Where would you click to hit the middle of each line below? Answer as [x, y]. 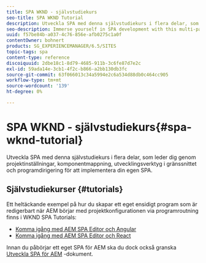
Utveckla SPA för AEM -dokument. [50, 254]
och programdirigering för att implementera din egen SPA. [80, 170]
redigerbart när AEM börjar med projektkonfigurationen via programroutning [103, 210]
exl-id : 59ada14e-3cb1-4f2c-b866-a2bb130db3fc [67, 69]
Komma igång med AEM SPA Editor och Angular [76, 229]
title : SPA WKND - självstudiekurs [52, 12]
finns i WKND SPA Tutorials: [41, 217]
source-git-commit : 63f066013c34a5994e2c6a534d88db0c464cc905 [87, 75]
